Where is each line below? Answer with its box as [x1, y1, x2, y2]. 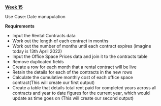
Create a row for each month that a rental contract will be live [12, 64, 137, 70]
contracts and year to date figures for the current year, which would [12, 90, 150, 96]
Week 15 [5, 4, 23, 10]
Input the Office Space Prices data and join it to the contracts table [12, 53, 148, 59]
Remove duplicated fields [12, 59, 64, 64]
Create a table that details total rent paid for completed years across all [12, 85, 157, 90]
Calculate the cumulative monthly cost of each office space [12, 75, 133, 80]
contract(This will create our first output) [12, 79, 95, 85]
